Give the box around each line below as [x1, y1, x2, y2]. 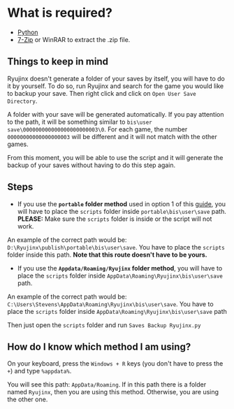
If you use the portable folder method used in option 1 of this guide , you [17, 199, 226, 208]
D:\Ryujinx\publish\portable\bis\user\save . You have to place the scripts [7, 243, 225, 251]
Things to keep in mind [7, 56, 109, 68]
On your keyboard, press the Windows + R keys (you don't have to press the [7, 359, 224, 368]
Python [17, 28, 38, 36]
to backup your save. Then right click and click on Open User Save [7, 89, 197, 97]
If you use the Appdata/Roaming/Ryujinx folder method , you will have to [17, 264, 223, 272]
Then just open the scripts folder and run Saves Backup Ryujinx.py [7, 320, 201, 329]
